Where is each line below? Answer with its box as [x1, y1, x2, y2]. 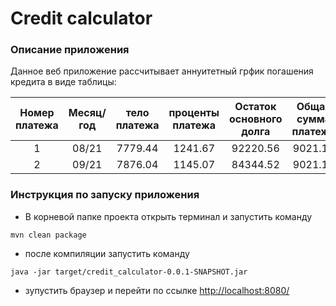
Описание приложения [10, 43, 130, 57]
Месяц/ [68, 106, 107, 120]
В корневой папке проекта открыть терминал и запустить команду [24, 210, 313, 222]
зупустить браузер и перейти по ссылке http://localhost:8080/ [24, 284, 290, 296]
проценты [168, 106, 220, 120]
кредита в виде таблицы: [10, 76, 117, 88]
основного [228, 112, 283, 126]
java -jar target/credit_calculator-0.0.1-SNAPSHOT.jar [10, 267, 248, 277]
